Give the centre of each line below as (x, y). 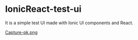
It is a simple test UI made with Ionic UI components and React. (69, 23)
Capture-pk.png (21, 32)
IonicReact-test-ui (43, 9)
